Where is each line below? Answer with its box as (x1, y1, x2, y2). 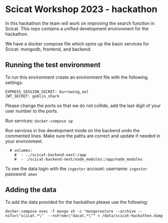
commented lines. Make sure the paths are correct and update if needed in (5, 133, 160, 139)
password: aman (5, 171, 38, 177)
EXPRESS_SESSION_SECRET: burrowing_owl (5, 89, 89, 94)
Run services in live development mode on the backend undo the (5, 127, 140, 133)
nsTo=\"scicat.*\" (5, 213, 44, 218)
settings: (5, 79, 24, 85)
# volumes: (10, 148, 33, 153)
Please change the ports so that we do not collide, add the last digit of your (5, 102, 161, 108)
